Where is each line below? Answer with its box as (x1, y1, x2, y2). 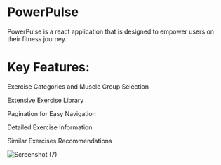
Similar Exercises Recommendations (7, 136, 112, 145)
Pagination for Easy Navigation (7, 109, 96, 117)
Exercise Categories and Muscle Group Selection (7, 82, 149, 91)
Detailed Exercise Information (7, 123, 93, 131)
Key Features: (7, 59, 90, 76)
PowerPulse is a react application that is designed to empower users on (7, 27, 215, 36)
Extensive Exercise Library (7, 96, 84, 104)
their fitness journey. (7, 34, 67, 43)
